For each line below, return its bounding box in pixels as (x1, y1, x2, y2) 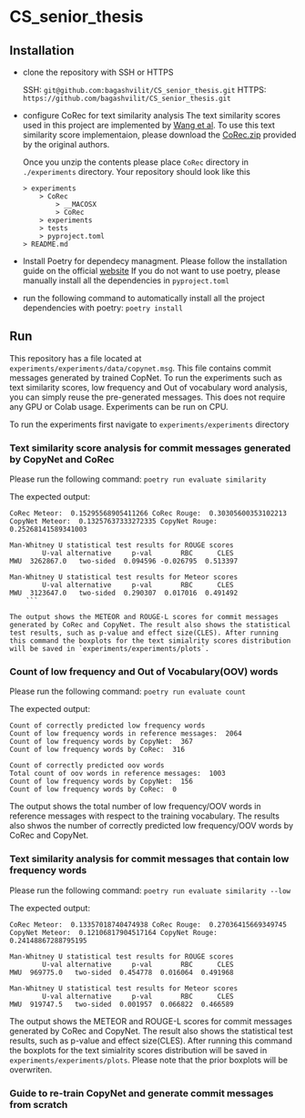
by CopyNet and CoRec (9, 452, 115, 465)
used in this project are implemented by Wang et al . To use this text (22, 120, 276, 130)
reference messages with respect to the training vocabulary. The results (9, 810, 280, 821)
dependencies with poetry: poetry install (22, 302, 184, 313)
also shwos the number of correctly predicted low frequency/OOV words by (9, 820, 294, 831)
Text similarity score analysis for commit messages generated (9, 442, 291, 454)
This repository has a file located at (9, 352, 142, 363)
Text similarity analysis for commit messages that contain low (9, 853, 290, 866)
